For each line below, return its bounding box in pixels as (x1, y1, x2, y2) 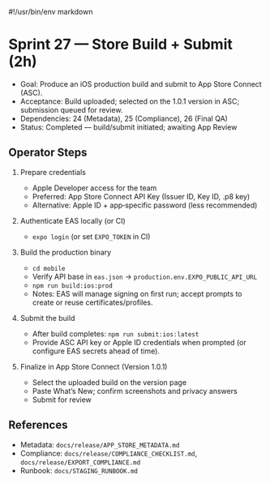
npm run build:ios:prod (32, 281, 114, 290)
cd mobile (32, 264, 66, 272)
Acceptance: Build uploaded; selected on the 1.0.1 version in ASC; (19, 96, 240, 106)
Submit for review (32, 395, 92, 404)
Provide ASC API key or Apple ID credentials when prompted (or (32, 337, 246, 347)
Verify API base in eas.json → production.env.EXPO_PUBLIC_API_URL (32, 271, 258, 281)
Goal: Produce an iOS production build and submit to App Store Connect (19, 79, 262, 88)
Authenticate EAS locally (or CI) (19, 216, 126, 225)
